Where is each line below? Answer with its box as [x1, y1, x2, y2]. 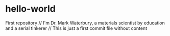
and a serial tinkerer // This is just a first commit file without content [5, 25, 147, 31]
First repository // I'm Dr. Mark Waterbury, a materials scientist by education [5, 20, 165, 26]
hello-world [5, 3, 56, 15]
